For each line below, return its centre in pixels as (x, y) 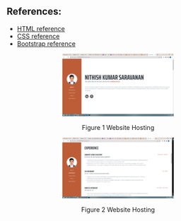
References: (34, 12)
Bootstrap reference (46, 43)
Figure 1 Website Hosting (118, 127)
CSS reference (38, 36)
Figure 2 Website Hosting (118, 210)
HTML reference (41, 28)
